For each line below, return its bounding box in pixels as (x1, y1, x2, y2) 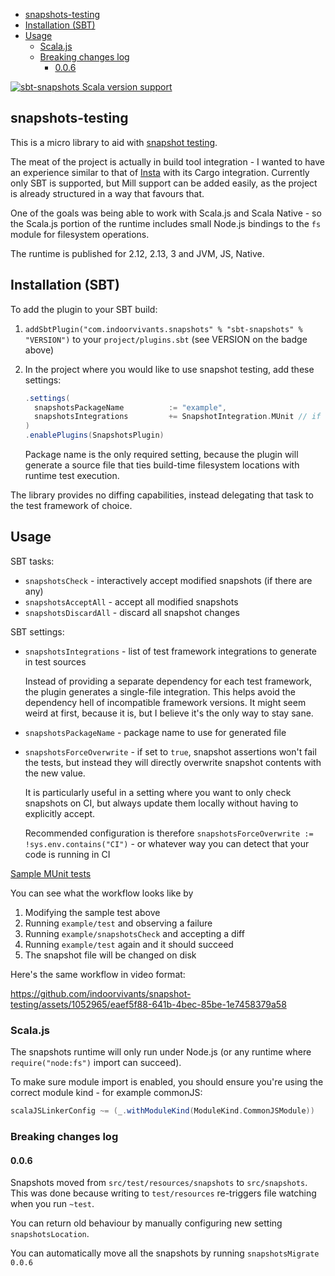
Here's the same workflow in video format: (10, 968, 186, 980)
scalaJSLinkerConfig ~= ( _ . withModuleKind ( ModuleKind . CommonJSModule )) (10, 1106, 315, 1116)
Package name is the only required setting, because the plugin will (24, 449, 299, 460)
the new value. (24, 767, 86, 779)
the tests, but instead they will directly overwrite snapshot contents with (24, 756, 322, 768)
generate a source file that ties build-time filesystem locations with (24, 459, 300, 471)
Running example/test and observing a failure (24, 917, 213, 929)
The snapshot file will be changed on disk (24, 949, 197, 961)
